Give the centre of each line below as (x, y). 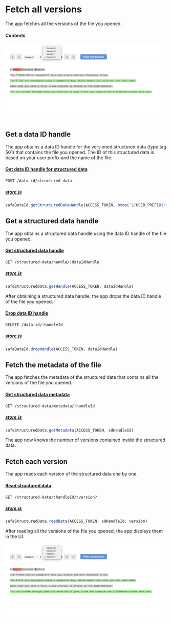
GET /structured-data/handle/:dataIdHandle (52, 262)
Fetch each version (37, 461)
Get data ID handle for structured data (47, 169)
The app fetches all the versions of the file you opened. (63, 24)
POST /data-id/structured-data (39, 181)
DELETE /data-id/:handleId (34, 325)
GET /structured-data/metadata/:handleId (50, 406)
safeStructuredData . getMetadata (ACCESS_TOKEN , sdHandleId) (70, 430)
